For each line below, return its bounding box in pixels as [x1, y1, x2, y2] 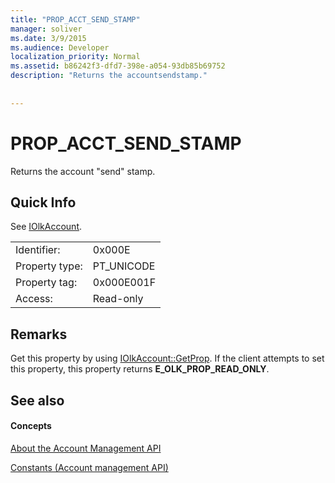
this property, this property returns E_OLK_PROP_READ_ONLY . [10, 363, 270, 375]
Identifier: [15, 243, 61, 257]
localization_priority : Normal [10, 52, 141, 62]
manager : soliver [10, 24, 83, 34]
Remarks [10, 326, 68, 343]
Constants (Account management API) [10, 461, 169, 473]
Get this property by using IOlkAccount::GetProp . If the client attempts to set [10, 352, 325, 365]
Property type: [15, 259, 83, 273]
